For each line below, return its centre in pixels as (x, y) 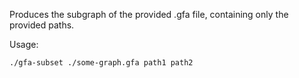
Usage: (24, 44)
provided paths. (42, 25)
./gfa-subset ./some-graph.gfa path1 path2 (101, 63)
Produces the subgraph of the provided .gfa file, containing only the (149, 14)
